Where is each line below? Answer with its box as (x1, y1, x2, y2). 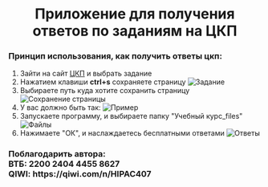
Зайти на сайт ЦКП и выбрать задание (19, 69, 152, 79)
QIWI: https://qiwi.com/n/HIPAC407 (8, 169, 152, 180)
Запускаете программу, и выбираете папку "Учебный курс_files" (19, 112, 243, 121)
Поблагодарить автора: (8, 148, 106, 160)
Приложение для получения (35, 5, 235, 23)
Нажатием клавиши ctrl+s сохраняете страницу (19, 77, 186, 87)
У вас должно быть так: (19, 103, 102, 112)
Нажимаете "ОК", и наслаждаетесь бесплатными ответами (19, 128, 225, 138)
